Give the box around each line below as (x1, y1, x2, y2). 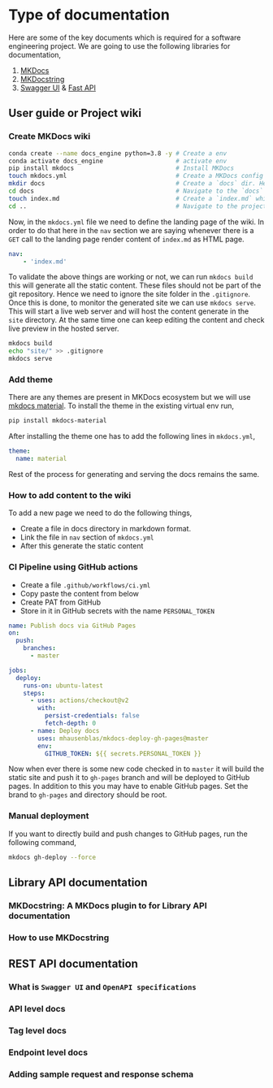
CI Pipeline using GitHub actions (8, 561, 138, 573)
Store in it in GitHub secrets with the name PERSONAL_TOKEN (19, 605, 215, 615)
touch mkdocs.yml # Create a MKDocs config (8, 172, 264, 180)
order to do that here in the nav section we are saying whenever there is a (8, 225, 254, 235)
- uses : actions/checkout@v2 (29, 696, 129, 704)
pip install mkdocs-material (8, 417, 107, 425)
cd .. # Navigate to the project (8, 202, 267, 210)
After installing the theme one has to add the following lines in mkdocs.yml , (8, 431, 256, 441)
